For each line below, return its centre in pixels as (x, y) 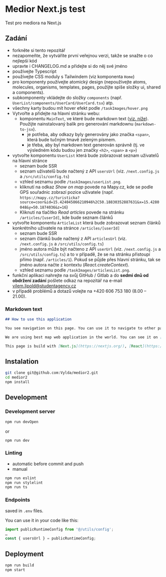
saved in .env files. (24, 511)
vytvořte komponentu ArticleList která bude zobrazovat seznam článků (86, 222)
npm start (15, 570)
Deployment (24, 554)
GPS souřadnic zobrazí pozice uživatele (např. (67, 192)
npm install (17, 382)
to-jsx (26, 130)
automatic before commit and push (48, 464)
